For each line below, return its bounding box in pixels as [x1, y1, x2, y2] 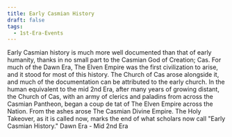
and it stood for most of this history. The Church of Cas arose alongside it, [7, 71, 219, 79]
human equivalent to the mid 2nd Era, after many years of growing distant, [7, 85, 220, 93]
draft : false [7, 17, 45, 24]
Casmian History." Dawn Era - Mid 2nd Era [7, 122, 129, 130]
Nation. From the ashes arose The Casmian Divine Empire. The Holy [7, 107, 201, 116]
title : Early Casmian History [7, 10, 95, 17]
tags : [7, 23, 23, 30]
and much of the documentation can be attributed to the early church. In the [7, 77, 226, 86]
